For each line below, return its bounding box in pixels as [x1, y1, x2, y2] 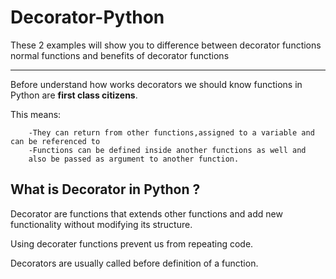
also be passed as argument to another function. [28, 154, 240, 164]
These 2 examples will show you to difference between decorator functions [10, 39, 322, 51]
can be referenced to [10, 136, 101, 146]
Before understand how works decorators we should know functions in [10, 78, 303, 90]
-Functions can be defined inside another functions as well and [28, 145, 307, 155]
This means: [10, 108, 62, 120]
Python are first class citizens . [10, 89, 138, 101]
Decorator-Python [10, 6, 165, 29]
